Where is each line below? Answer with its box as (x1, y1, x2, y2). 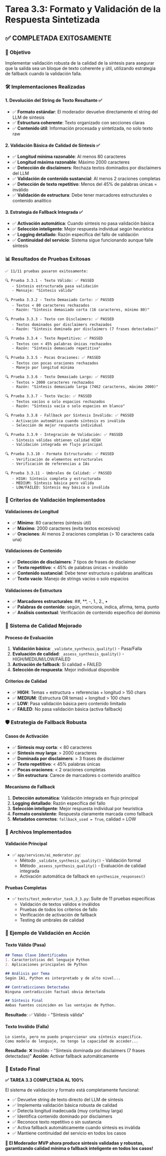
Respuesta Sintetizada (5, 14, 100, 25)
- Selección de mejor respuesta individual (11, 422, 103, 428)
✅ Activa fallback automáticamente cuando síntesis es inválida (12, 1124, 140, 1130)
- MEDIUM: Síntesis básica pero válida (11, 481, 94, 486)
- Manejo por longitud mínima (11, 365, 74, 370)
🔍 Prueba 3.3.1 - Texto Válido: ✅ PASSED (5, 278, 94, 283)
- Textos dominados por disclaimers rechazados (11, 322, 112, 327)
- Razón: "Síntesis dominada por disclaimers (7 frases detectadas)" (11, 327, 159, 331)
